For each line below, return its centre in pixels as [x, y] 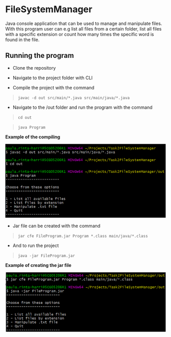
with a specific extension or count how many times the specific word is [80, 34]
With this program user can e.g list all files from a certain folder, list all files [83, 28]
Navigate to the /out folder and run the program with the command [82, 107]
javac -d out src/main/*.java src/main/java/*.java [74, 98]
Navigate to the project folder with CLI [53, 78]
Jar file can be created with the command [56, 226]
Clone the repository [34, 68]
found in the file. [22, 40]
